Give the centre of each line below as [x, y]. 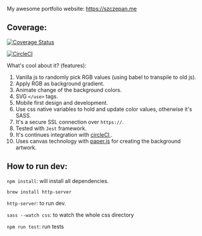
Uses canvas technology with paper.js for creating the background [98, 141]
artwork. [26, 147]
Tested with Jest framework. [51, 128]
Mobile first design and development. [62, 102]
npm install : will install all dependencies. [58, 181]
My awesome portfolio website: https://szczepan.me [72, 9]
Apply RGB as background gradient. [60, 83]
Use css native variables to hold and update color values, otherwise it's [104, 109]
